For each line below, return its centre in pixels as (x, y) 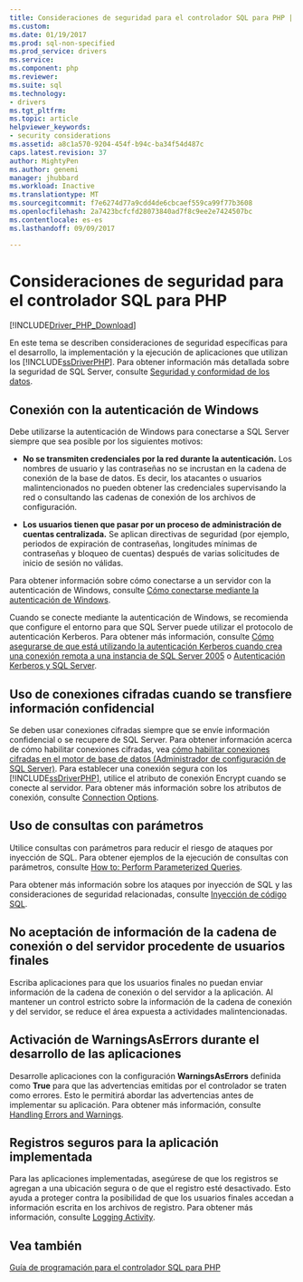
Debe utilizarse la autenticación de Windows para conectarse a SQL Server (149, 432)
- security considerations (60, 136)
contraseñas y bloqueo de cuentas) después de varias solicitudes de (151, 554)
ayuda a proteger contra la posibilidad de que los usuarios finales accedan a (151, 1198)
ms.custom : (30, 26)
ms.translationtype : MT (54, 195)
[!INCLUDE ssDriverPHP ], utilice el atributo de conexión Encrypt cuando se (148, 778)
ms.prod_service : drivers (58, 52)
